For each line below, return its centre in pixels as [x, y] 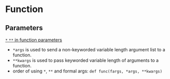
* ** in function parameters [34, 40]
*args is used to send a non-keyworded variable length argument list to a [89, 50]
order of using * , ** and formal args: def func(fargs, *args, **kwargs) [87, 71]
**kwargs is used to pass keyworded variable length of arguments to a [86, 60]
